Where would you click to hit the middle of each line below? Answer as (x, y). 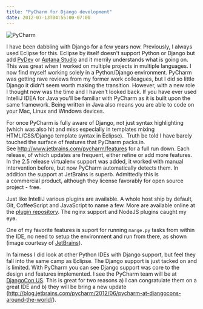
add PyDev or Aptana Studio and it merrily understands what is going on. (98, 59)
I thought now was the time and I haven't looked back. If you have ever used (101, 91)
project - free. (24, 187)
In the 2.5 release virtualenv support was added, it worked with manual (95, 161)
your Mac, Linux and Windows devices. (55, 111)
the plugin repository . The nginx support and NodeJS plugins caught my (96, 211)
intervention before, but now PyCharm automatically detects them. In (92, 168)
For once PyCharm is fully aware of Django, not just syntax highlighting (95, 122)
